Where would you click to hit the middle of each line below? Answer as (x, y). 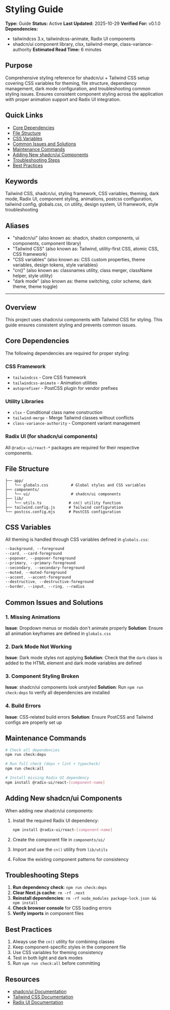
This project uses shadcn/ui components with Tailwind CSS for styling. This (84, 319)
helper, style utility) (33, 276)
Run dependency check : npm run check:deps (60, 887)
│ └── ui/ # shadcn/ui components (63, 494)
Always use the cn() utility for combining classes (63, 942)
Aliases (17, 225)
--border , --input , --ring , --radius (45, 587)
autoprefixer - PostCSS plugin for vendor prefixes (65, 388)
